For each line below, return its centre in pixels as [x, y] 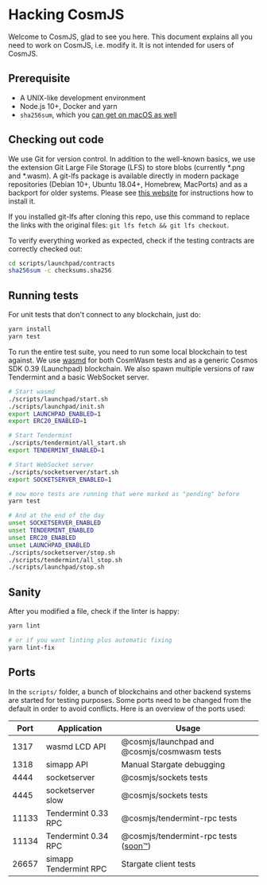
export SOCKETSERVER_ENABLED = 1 [60, 479]
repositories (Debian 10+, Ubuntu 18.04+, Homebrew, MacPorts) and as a [128, 184]
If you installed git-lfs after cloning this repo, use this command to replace [129, 216]
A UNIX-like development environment [83, 98]
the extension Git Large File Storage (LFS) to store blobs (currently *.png [126, 167]
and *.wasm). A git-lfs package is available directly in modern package [124, 176]
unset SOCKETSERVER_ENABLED [55, 523]
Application [79, 728]
